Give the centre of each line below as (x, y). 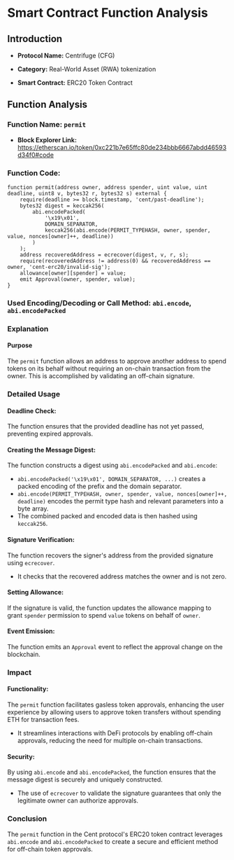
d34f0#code (36, 155)
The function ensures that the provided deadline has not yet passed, (106, 426)
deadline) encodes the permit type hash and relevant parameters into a (120, 501)
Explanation (28, 328)
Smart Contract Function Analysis (108, 13)
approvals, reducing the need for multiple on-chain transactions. (110, 741)
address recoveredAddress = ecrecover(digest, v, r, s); (104, 255)
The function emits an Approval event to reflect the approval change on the (115, 646)
